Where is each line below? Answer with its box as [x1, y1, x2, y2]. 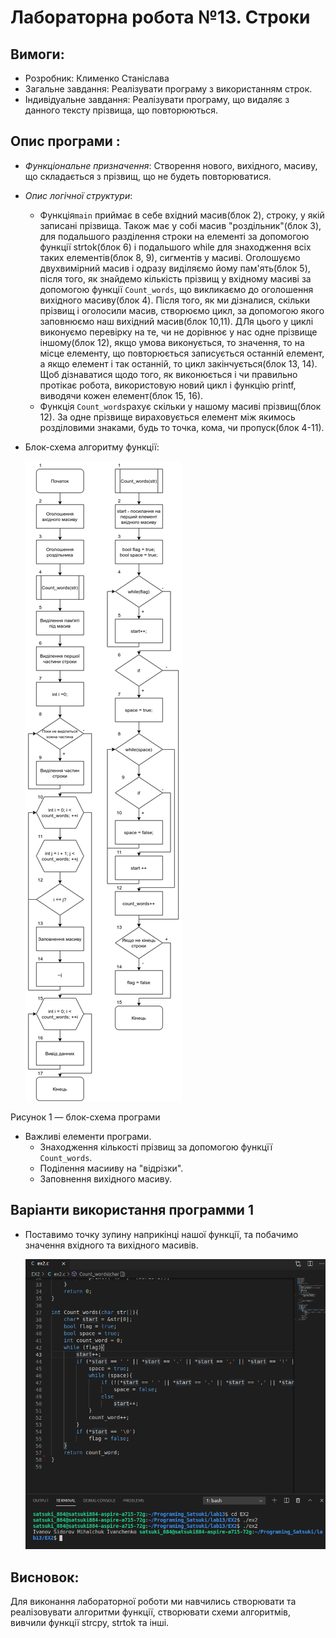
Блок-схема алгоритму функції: [24, 441, 160, 453]
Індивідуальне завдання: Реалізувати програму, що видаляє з [24, 94, 290, 105]
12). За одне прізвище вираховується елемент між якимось [39, 411, 296, 423]
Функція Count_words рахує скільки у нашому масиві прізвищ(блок [39, 400, 322, 412]
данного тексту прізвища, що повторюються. [24, 104, 219, 116]
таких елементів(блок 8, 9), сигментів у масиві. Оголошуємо [39, 251, 301, 263]
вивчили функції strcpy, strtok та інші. [10, 1617, 170, 1629]
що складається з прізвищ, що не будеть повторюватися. [24, 170, 272, 182]
